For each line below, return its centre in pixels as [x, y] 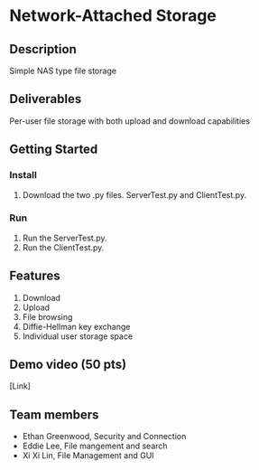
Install [23, 175]
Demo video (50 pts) [68, 364]
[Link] [20, 386]
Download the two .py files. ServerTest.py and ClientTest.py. [134, 194]
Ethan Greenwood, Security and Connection [104, 437]
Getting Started [54, 150]
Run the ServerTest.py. [65, 238]
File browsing [47, 316]
